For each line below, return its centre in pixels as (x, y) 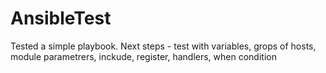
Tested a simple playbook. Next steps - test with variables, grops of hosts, (163, 46)
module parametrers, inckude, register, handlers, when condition (143, 56)
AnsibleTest (61, 18)
